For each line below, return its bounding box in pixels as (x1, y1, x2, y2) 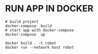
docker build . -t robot (5, 40, 56, 46)
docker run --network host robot (5, 45, 74, 50)
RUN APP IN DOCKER (5, 3, 94, 14)
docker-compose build (5, 23, 52, 28)
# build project (5, 19, 39, 24)
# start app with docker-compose (5, 27, 74, 32)
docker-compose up (5, 32, 46, 37)
